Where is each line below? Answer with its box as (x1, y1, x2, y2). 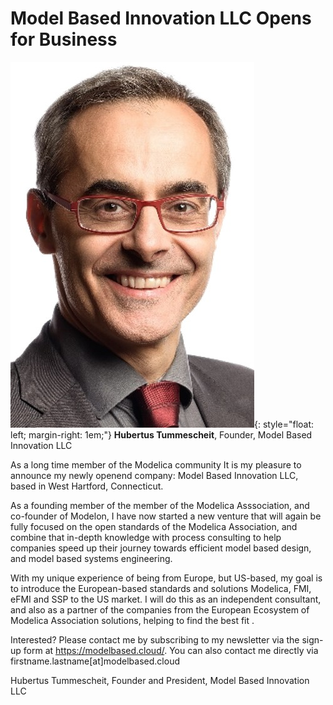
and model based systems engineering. (10, 552, 173, 564)
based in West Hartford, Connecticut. (10, 480, 164, 492)
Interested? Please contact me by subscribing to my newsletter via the (10, 633, 300, 646)
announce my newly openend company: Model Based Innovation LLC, (10, 469, 299, 481)
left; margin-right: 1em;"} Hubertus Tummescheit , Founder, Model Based (10, 428, 313, 441)
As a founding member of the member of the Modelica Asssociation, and (10, 499, 310, 511)
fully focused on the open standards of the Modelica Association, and (10, 520, 298, 532)
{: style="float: (254, 418, 315, 430)
